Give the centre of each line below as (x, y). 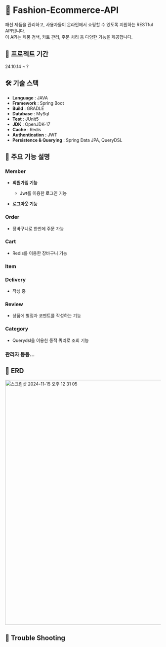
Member (16, 171)
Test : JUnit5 (25, 119)
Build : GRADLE (28, 108)
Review (14, 304)
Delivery (16, 279)
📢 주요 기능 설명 (28, 157)
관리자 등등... (20, 354)
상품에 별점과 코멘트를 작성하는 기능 (47, 316)
